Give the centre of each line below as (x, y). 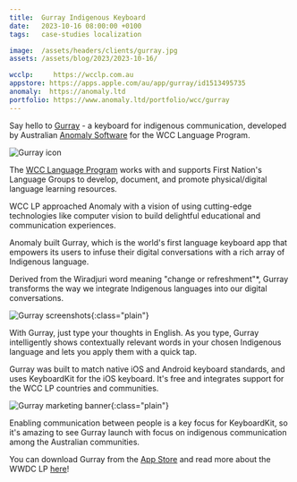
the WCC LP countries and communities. (84, 388)
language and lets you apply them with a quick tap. (103, 351)
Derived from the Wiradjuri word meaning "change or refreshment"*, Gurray (149, 279)
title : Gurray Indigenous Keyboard (77, 17)
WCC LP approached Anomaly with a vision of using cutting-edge (131, 206)
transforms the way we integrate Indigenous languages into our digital (138, 288)
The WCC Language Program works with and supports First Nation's (136, 169)
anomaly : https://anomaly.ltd (68, 91)
